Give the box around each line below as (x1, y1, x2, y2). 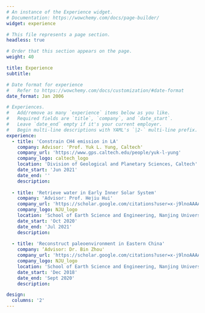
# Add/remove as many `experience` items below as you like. (6, 110, 171, 116)
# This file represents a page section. (6, 31, 111, 37)
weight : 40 (6, 54, 34, 60)
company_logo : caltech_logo (17, 156, 88, 162)
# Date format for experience (6, 81, 84, 88)
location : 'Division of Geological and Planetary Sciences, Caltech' (17, 161, 198, 167)
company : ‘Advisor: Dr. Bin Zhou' (17, 246, 105, 253)
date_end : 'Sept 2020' (17, 275, 75, 281)
